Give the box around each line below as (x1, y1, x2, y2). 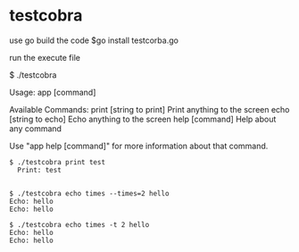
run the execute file (9, 52, 80, 63)
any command (9, 122, 62, 134)
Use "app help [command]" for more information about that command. (9, 140, 269, 151)
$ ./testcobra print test (9, 157, 105, 166)
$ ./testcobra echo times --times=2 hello (9, 189, 170, 197)
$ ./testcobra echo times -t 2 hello (9, 220, 150, 229)
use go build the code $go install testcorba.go (9, 35, 179, 46)
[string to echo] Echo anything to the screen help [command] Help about (9, 113, 277, 124)
